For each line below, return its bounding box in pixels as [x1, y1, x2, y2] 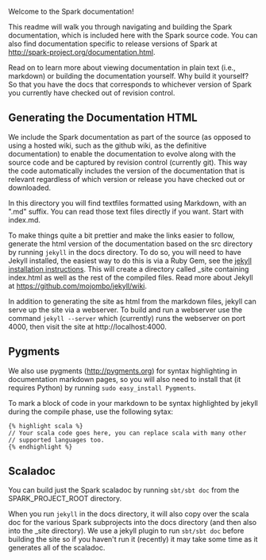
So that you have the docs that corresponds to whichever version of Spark [8, 79, 253, 89]
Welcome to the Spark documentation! [8, 7, 134, 16]
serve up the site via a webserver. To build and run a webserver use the [8, 305, 243, 315]
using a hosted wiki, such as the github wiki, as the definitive [8, 141, 207, 150]
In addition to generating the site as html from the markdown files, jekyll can [8, 296, 256, 306]
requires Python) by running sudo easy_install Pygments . [8, 383, 197, 392]
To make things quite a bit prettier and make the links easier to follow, [8, 230, 235, 240]
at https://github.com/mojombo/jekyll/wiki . [8, 281, 148, 291]
